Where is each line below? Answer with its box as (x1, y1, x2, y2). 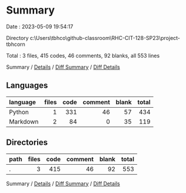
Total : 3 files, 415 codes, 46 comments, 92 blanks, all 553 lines (6, 52, 160, 59)
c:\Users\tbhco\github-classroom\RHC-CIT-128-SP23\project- (29, 34, 181, 41)
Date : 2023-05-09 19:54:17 (6, 23, 74, 30)
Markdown (9, 117, 39, 125)
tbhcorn (6, 41, 25, 48)
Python (9, 108, 29, 116)
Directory (6, 34, 29, 41)
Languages (6, 81, 48, 91)
